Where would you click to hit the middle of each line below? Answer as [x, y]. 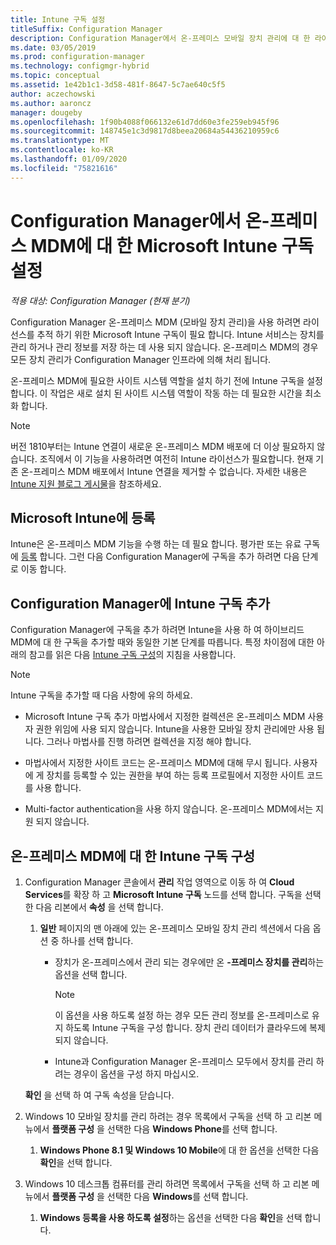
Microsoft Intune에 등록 [83, 517]
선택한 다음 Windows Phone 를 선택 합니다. [192, 1129]
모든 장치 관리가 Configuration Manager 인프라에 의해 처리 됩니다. [141, 359]
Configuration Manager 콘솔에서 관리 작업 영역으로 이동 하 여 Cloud [159, 882]
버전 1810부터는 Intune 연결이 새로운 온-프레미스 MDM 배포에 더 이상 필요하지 [162, 446]
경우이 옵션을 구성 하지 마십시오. [136, 1074]
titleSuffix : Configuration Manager [86, 29]
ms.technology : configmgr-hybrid [80, 66]
